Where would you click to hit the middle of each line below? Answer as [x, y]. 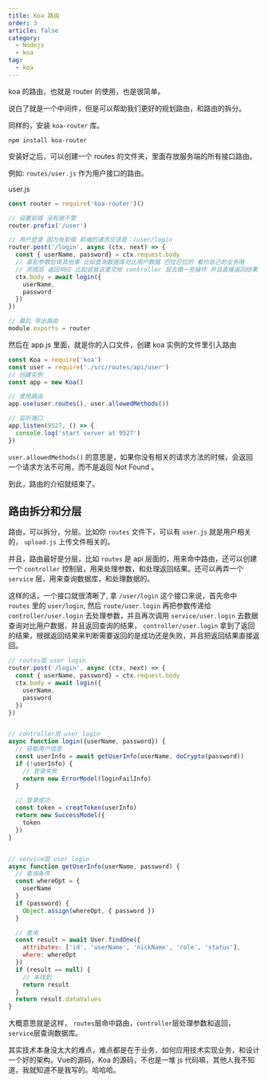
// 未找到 [37, 977]
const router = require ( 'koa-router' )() [77, 203]
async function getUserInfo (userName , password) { [94, 867]
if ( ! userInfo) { [44, 764]
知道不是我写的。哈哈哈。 [78, 1070]
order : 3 [23, 23]
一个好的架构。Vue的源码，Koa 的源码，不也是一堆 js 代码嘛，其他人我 [124, 1060]
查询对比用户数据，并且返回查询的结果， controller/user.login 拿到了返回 [132, 626]
